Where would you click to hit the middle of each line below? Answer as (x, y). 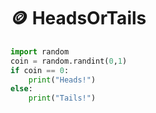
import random (40, 51)
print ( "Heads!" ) (62, 80)
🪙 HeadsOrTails (78, 18)
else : (21, 89)
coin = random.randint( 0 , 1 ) (69, 61)
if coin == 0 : (40, 70)
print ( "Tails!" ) (62, 98)
